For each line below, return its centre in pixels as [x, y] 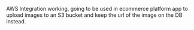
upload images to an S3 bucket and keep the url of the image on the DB [94, 15]
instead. [16, 21]
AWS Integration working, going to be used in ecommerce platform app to [97, 9]
